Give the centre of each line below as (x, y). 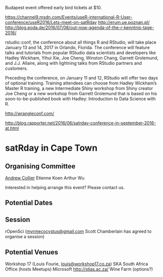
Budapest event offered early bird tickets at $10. (53, 8)
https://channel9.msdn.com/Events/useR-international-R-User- (69, 17)
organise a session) (25, 237)
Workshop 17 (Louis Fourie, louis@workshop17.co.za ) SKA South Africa (77, 264)
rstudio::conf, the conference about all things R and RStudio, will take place (81, 42)
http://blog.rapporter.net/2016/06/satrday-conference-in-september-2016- (81, 123)
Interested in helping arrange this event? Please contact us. (65, 187)
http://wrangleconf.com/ (30, 113)
